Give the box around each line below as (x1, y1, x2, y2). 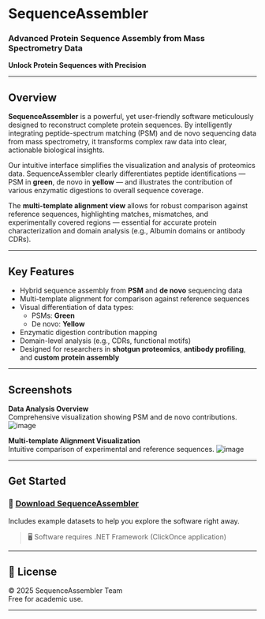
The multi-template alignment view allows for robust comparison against (8, 201, 248, 211)
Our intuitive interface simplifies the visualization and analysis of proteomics (8, 161, 256, 170)
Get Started (8, 475, 66, 488)
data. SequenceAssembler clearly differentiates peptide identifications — (8, 169, 246, 178)
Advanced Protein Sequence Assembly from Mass (8, 33, 205, 44)
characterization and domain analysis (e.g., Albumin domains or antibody (8, 226, 246, 236)
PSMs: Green (31, 311, 75, 320)
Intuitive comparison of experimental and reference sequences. (8, 444, 215, 453)
